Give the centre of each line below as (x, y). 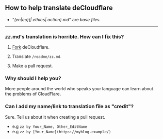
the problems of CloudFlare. (33, 94)
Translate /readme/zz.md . (37, 56)
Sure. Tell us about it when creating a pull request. (55, 117)
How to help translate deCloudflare (59, 8)
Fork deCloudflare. (31, 47)
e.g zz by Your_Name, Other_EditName (49, 126)
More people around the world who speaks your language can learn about (79, 89)
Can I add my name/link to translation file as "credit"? (69, 107)
